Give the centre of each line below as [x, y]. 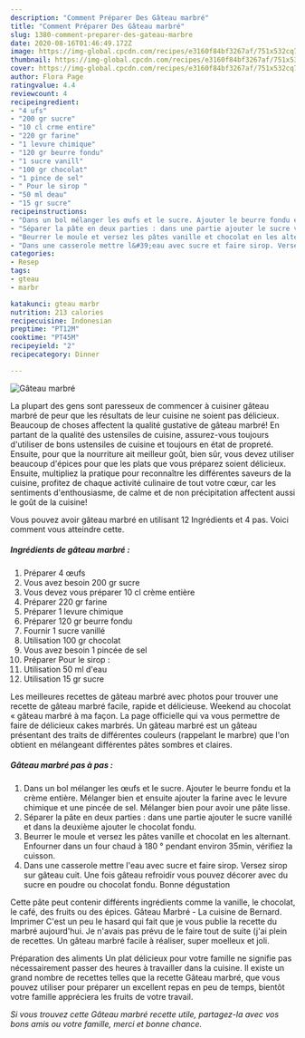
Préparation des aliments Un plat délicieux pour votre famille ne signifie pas [151, 958]
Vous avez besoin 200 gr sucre [81, 582]
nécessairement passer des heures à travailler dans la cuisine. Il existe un [148, 967]
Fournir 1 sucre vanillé [64, 630]
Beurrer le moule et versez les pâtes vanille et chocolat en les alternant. [157, 836]
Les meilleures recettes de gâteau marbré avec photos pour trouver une [144, 696]
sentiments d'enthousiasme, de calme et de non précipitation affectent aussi [153, 492]
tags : [20, 271]
